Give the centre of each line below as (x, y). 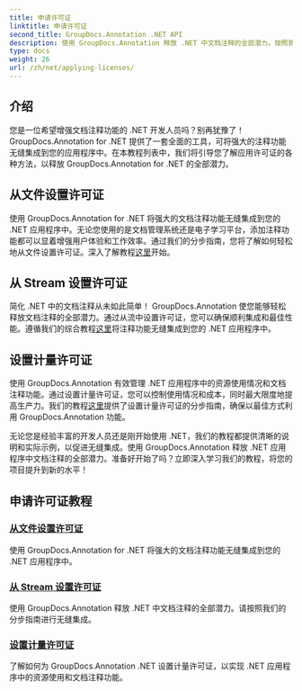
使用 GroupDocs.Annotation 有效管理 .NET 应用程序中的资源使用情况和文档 (148, 383)
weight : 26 (30, 59)
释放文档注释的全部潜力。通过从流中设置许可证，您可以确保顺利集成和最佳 (147, 318)
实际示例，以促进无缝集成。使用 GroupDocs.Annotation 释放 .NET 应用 (155, 447)
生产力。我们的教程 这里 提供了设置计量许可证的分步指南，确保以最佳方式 (151, 406)
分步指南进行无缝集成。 (53, 619)
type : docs (30, 51)
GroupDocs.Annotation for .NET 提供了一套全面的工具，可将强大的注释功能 (148, 141)
